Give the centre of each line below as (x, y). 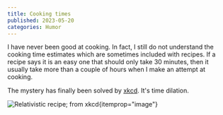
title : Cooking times (39, 14)
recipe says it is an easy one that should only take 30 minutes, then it (108, 62)
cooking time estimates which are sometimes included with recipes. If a (111, 54)
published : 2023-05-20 (41, 20)
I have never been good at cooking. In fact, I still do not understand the (110, 47)
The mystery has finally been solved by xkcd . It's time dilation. (98, 91)
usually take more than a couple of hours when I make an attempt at (107, 69)
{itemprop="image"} (128, 104)
